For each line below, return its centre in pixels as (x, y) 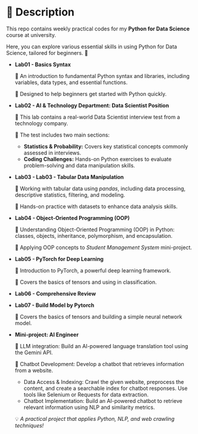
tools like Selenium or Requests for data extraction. (86, 394)
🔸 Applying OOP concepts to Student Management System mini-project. (103, 247)
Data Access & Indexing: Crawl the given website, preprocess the (104, 382)
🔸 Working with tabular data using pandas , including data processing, (100, 188)
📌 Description (40, 12)
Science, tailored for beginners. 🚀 (47, 52)
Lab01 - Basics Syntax (43, 64)
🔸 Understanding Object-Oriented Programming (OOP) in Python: (95, 230)
